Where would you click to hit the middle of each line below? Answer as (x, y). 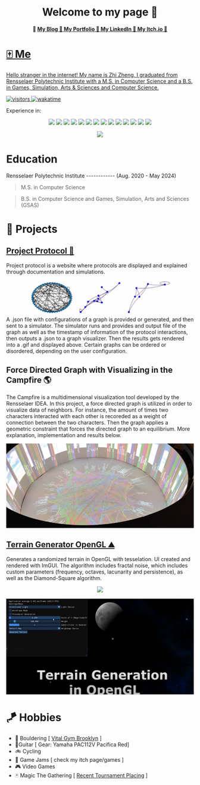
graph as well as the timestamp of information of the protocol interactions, (97, 332)
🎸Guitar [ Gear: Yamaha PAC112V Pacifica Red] (72, 744)
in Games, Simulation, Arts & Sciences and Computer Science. (82, 87)
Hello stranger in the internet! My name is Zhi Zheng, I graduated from (92, 74)
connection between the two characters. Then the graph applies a (87, 422)
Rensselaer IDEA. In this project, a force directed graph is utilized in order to (99, 403)
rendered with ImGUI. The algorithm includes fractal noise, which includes (97, 565)
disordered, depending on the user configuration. (67, 351)
